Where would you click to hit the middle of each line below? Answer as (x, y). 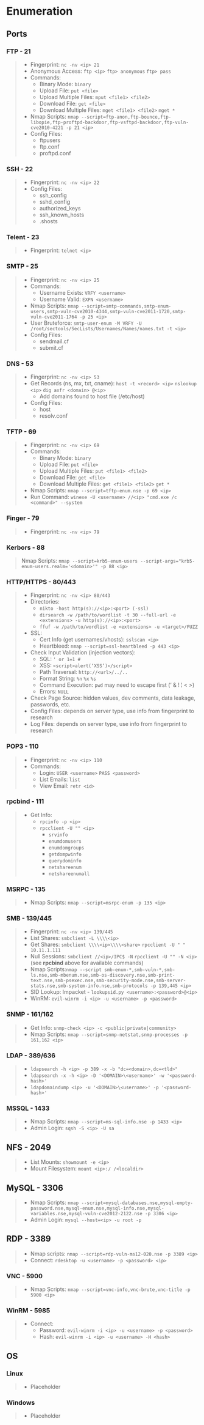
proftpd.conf (55, 153)
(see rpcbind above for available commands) (87, 963)
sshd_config (55, 202)
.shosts (48, 221)
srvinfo (58, 835)
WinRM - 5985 (28, 1310)
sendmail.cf (54, 341)
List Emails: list (60, 779)
